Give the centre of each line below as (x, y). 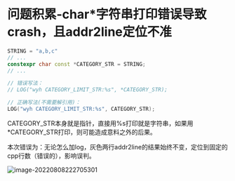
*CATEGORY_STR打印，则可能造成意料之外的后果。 (82, 132)
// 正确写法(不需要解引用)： (44, 102)
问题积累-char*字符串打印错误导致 (107, 14)
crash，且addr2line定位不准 (89, 32)
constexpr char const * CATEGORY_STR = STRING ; (76, 64)
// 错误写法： (25, 83)
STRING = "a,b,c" (33, 51)
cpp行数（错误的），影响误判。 (52, 156)
